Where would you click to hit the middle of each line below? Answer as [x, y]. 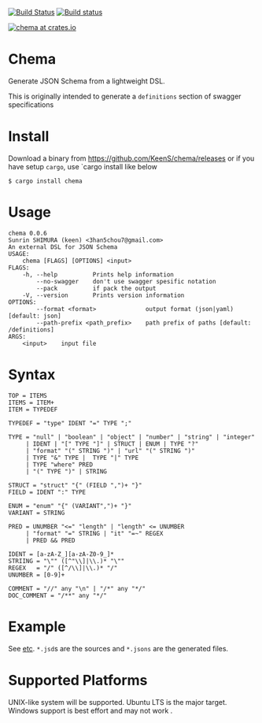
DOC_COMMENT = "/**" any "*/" [58, 595]
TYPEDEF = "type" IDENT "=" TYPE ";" [70, 423]
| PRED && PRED [51, 540]
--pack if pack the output [96, 288]
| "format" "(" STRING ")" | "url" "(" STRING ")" [110, 450]
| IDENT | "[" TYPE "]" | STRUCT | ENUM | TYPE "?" [112, 444]
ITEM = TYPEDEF [33, 410]
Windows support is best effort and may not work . [90, 710]
